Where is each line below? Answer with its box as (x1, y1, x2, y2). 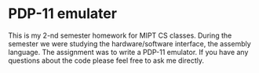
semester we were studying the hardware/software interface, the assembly (8, 38, 251, 48)
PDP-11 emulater (8, 5, 118, 23)
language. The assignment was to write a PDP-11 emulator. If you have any (8, 47, 249, 57)
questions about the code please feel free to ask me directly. (8, 56, 205, 65)
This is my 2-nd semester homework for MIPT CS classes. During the (8, 31, 232, 40)
